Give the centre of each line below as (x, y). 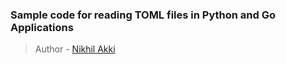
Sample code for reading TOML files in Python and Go (143, 15)
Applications (42, 27)
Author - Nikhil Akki (75, 49)
